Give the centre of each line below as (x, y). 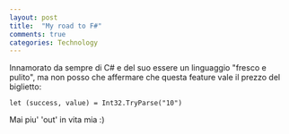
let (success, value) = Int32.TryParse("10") (96, 104)
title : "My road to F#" (56, 26)
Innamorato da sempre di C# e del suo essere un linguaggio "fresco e (138, 68)
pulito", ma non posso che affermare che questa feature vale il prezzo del (145, 78)
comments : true (38, 34)
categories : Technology (54, 42)
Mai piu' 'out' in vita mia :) (57, 120)
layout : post (34, 17)
